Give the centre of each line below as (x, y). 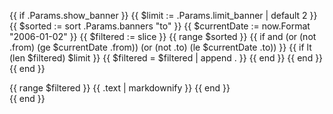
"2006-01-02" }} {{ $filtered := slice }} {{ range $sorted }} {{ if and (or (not (163, 36)
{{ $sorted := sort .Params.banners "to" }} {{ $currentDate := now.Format (160, 26)
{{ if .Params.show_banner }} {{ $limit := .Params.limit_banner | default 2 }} (163, 15)
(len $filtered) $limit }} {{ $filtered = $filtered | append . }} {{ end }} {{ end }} (166, 58)
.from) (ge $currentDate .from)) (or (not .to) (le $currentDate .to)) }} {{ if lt (160, 47)
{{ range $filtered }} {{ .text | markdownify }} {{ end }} (120, 88)
